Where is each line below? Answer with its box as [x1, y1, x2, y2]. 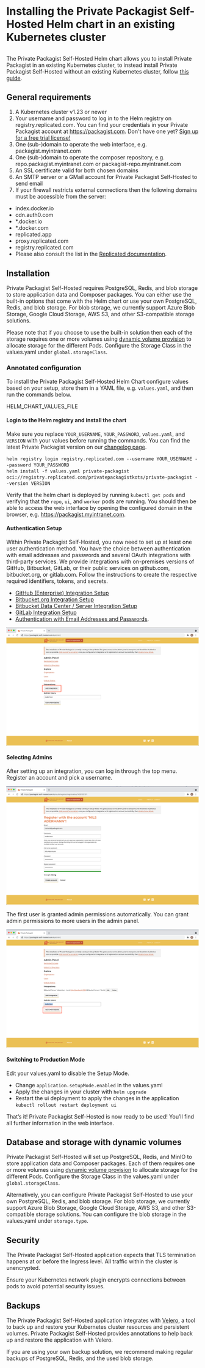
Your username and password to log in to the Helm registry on [15, 115, 172, 122]
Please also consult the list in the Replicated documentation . [15, 250, 167, 258]
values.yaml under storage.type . [6, 1217, 88, 1225]
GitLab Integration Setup [15, 609, 77, 616]
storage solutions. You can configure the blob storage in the [35, 1210, 187, 1218]
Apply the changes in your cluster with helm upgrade [15, 1088, 146, 1095]
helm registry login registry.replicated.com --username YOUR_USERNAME [6, 455, 192, 462]
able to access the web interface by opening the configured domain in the [6, 504, 192, 511]
